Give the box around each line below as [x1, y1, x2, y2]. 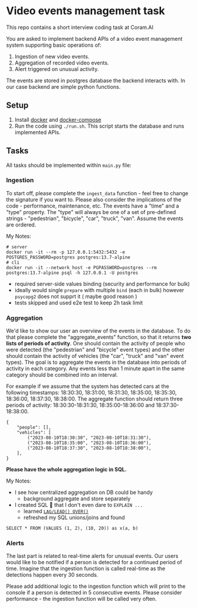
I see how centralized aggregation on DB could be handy [14, 489, 153, 496]
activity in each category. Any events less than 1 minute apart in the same [6, 365, 185, 372]
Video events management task [6, 4, 165, 18]
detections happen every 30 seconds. [6, 571, 98, 578]
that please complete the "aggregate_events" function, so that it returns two [6, 334, 192, 341]
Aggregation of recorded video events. [14, 59, 109, 66]
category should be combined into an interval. [6, 371, 118, 379]
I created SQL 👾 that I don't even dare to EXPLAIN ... [14, 502, 143, 509]
